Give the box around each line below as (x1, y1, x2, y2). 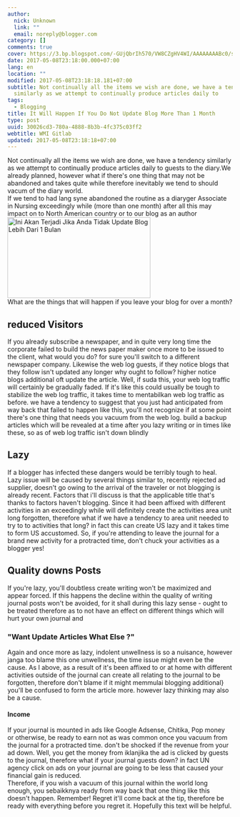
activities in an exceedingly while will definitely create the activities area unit (7, 506, 232, 514)
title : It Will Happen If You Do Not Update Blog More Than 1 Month (7, 110, 216, 117)
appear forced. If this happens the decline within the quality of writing (7, 591, 213, 600)
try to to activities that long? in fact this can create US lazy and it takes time (7, 521, 229, 529)
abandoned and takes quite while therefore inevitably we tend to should (7, 179, 219, 188)
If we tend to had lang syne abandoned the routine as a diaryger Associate (7, 194, 227, 203)
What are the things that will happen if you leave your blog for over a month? (7, 298, 233, 306)
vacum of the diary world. (7, 186, 84, 195)
